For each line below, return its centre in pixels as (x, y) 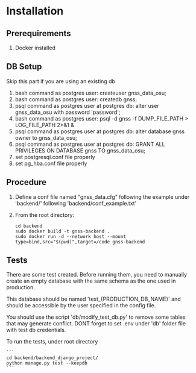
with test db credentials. (36, 330)
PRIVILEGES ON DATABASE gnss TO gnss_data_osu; (80, 150)
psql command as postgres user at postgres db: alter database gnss (100, 131)
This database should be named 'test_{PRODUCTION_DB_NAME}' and (93, 299)
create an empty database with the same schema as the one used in (91, 281)
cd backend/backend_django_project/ (52, 358)
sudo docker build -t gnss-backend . (62, 231)
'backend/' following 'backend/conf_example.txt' (76, 203)
